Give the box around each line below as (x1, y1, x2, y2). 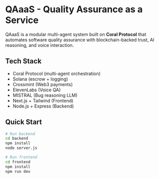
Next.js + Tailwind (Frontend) (12, 97, 74, 104)
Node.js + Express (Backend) (12, 103, 74, 109)
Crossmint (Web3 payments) (12, 81, 73, 87)
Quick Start (5, 118, 42, 126)
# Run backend (5, 131, 36, 136)
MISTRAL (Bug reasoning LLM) (12, 92, 78, 98)
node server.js (5, 145, 38, 151)
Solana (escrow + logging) (12, 75, 69, 82)
